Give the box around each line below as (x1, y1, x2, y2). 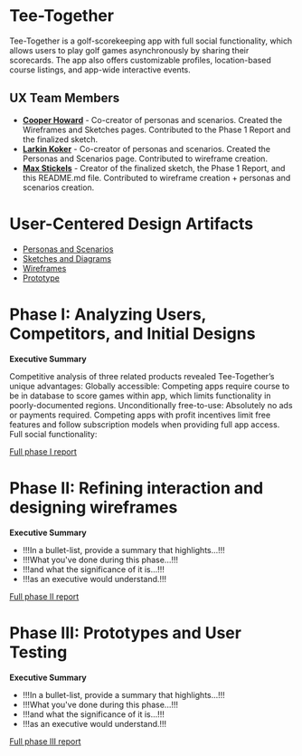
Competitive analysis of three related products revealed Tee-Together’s (9, 370, 275, 381)
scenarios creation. (22, 182, 95, 193)
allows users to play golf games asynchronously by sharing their (9, 44, 250, 55)
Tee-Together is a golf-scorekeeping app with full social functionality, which (9, 35, 293, 46)
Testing (9, 642, 68, 662)
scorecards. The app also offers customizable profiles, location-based (9, 54, 271, 65)
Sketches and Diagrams (22, 253, 111, 263)
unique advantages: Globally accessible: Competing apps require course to (9, 380, 290, 391)
